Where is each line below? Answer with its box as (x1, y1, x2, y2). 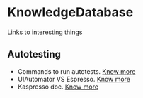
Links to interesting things (7, 28, 83, 36)
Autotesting (7, 48, 62, 60)
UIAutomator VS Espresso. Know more (17, 75, 131, 83)
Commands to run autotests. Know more (17, 67, 136, 75)
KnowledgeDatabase (7, 4, 134, 21)
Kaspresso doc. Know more (17, 82, 99, 91)
